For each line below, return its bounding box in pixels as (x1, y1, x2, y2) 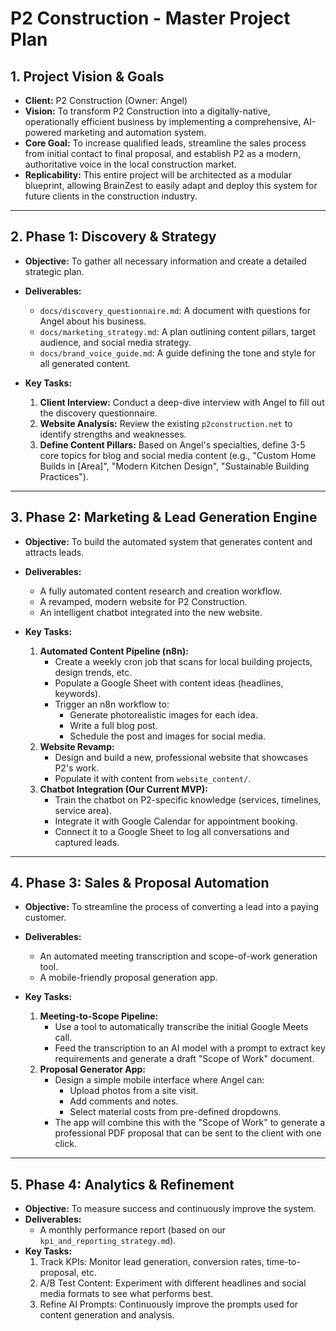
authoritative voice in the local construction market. (24, 158, 237, 170)
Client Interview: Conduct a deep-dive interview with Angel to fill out (39, 396, 325, 408)
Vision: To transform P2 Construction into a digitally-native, (24, 105, 271, 117)
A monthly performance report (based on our (39, 1224, 227, 1236)
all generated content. (39, 357, 131, 369)
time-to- (266, 1256, 301, 1268)
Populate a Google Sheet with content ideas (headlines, (54, 677, 284, 689)
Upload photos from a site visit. (69, 1085, 199, 1097)
